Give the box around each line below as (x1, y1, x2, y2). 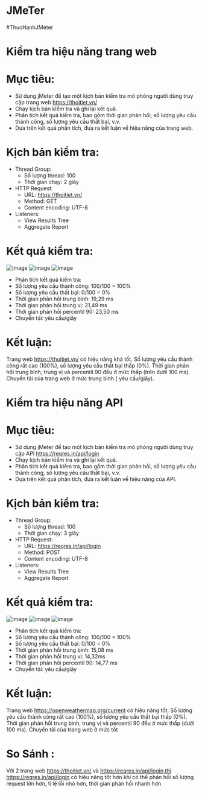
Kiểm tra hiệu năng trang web (6, 45, 157, 59)
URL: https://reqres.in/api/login (24, 542, 101, 549)
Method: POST (24, 549, 61, 556)
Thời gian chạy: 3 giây (24, 529, 80, 537)
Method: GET (24, 197, 57, 205)
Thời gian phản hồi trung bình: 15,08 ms (14, 646, 113, 654)
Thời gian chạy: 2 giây (24, 179, 80, 185)
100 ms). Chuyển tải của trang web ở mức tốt (6, 725, 118, 733)
